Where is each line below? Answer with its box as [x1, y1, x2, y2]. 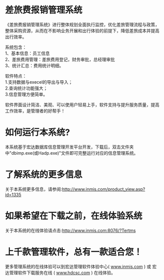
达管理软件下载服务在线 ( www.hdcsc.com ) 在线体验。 [5, 270, 116, 276]
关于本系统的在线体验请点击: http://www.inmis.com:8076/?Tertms [5, 227, 136, 233]
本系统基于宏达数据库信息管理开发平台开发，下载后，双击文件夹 [5, 144, 134, 150]
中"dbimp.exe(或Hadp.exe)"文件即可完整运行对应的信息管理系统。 [5, 150, 139, 156]
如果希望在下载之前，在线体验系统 [5, 210, 143, 221]
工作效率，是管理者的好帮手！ [5, 108, 65, 114]
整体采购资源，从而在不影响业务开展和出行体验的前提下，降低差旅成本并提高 [5, 27, 160, 33]
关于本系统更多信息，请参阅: [5, 186, 63, 192]
